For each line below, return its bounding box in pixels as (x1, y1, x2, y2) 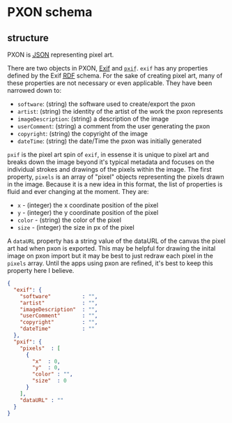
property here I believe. (7, 267, 75, 274)
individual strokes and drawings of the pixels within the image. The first (7, 165, 212, 173)
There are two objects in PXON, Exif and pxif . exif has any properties (7, 64, 208, 72)
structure (7, 32, 49, 44)
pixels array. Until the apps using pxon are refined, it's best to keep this (7, 259, 214, 267)
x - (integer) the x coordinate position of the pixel (17, 201, 159, 209)
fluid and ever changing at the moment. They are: (7, 188, 149, 195)
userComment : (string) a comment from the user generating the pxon (17, 122, 210, 130)
